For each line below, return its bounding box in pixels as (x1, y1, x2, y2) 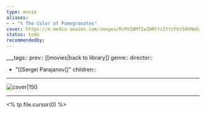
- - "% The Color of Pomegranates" (6, 20, 97, 26)
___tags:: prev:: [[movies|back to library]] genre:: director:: (6, 54, 153, 61)
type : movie (6, 9, 37, 15)
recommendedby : (6, 37, 45, 43)
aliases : (6, 15, 29, 21)
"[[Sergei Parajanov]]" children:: (15, 66, 97, 73)
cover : (6, 26, 23, 32)
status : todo (6, 32, 40, 38)
